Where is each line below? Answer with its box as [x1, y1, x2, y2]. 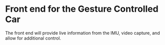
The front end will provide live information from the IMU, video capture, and [5, 30, 161, 36]
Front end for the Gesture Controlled [5, 3, 159, 15]
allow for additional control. [5, 35, 61, 41]
